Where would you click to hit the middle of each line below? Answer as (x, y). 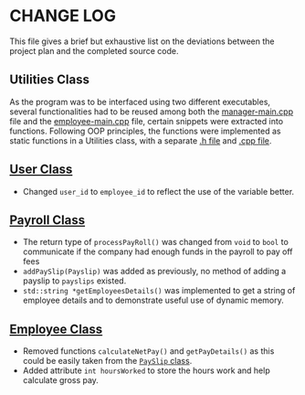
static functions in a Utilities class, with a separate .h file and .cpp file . (141, 140)
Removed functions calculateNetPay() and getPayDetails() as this (148, 351)
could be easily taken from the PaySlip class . (107, 361)
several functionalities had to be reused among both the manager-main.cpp (152, 112)
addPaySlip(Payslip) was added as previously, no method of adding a (154, 272)
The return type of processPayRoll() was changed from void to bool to (156, 242)
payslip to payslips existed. (74, 281)
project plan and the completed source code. (94, 50)
